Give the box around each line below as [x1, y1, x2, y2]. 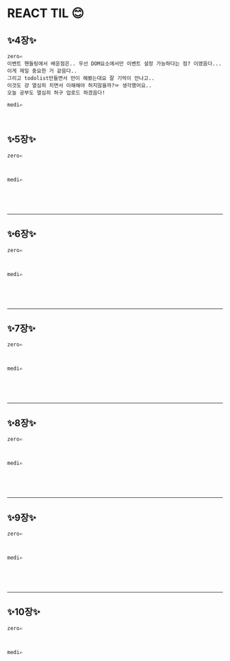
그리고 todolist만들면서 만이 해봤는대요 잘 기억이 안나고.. [7, 75, 155, 82]
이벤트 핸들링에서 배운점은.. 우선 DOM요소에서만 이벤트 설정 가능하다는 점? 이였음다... [7, 60, 222, 67]
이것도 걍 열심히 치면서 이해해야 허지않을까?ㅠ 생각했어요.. [7, 82, 152, 89]
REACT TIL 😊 [7, 5, 84, 21]
